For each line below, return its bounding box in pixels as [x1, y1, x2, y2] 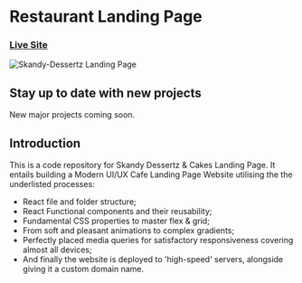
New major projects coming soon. [9, 109, 136, 120]
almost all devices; [22, 244, 92, 255]
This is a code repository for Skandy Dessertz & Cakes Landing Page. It [9, 160, 276, 171]
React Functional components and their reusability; [22, 206, 212, 217]
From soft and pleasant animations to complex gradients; [22, 225, 235, 236]
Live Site [9, 39, 48, 52]
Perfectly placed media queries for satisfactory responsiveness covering [22, 235, 294, 246]
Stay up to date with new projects [9, 85, 202, 100]
